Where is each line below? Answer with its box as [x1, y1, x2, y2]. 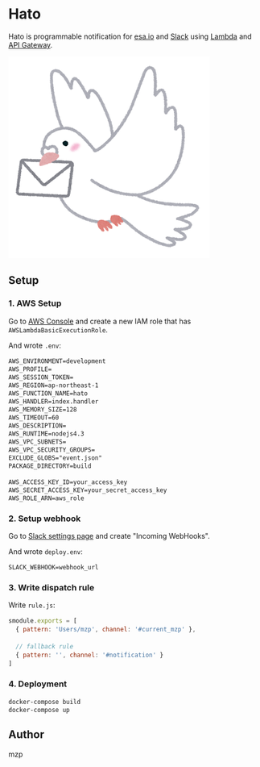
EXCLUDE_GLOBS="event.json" [8, 453, 103, 462]
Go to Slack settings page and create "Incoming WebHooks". [8, 531, 211, 540]
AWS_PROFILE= [8, 365, 52, 373]
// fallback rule [15, 642, 74, 650]
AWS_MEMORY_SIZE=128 [8, 405, 78, 414]
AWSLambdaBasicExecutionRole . [8, 324, 109, 335]
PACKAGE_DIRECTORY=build [8, 461, 92, 470]
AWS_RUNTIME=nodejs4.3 [8, 429, 85, 438]
